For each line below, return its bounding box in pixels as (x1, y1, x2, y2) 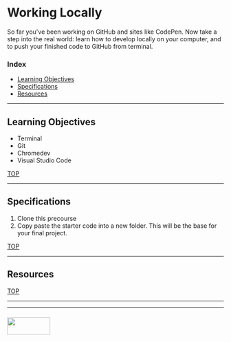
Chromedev (16, 149, 51, 158)
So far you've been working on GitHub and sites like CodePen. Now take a (7, 28, 217, 36)
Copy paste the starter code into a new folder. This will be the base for (16, 222, 217, 230)
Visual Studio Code (16, 156, 72, 164)
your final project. (16, 228, 67, 237)
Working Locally (7, 5, 102, 21)
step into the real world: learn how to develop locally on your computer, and (7, 34, 221, 43)
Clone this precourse (16, 214, 77, 222)
